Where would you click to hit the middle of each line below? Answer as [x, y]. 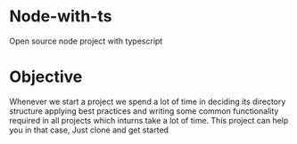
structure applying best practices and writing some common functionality [144, 111]
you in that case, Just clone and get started [89, 130]
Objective [46, 77]
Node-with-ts [61, 16]
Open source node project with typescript [86, 41]
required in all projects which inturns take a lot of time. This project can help [149, 120]
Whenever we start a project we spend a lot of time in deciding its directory [148, 101]
